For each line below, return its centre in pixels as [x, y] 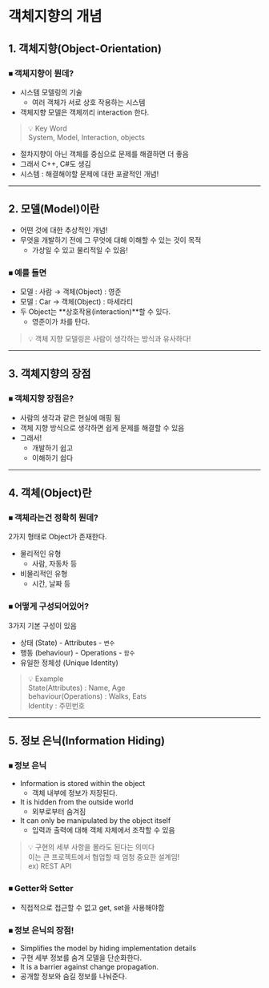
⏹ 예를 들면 [28, 272]
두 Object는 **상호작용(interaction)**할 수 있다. [95, 311]
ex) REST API [50, 866]
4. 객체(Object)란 [50, 493]
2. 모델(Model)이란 [54, 209]
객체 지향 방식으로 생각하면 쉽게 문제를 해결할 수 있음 [102, 427]
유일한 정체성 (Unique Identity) [69, 663]
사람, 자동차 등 [54, 564]
